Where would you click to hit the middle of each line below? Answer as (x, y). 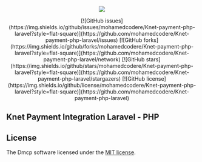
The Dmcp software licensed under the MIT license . (71, 152)
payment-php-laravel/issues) (82, 40)
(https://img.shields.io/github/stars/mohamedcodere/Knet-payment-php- (102, 66)
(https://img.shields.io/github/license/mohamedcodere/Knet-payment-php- (102, 85)
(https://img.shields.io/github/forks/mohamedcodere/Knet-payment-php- (102, 46)
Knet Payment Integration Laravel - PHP (83, 117)
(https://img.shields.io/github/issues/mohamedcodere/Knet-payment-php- (102, 27)
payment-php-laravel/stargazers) (79, 79)
